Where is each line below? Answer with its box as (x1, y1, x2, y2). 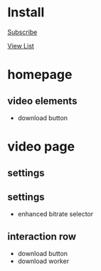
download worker (17, 257, 70, 265)
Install (7, 4, 45, 21)
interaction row (7, 230, 77, 243)
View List (7, 41, 34, 50)
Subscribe (7, 28, 38, 36)
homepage (7, 67, 73, 83)
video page (7, 139, 75, 155)
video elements (7, 95, 78, 107)
